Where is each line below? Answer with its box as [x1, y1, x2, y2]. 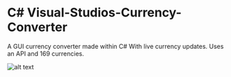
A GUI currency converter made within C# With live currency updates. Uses [7, 42, 224, 50]
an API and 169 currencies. [7, 49, 85, 58]
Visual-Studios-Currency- [26, 5, 182, 21]
